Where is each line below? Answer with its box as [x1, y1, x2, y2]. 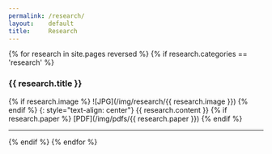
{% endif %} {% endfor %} [8, 137, 98, 147]
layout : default [8, 19, 74, 28]
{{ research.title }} [8, 78, 83, 89]
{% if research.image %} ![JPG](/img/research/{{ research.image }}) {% [8, 96, 249, 106]
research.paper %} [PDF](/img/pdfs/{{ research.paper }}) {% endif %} [8, 113, 243, 123]
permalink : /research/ [8, 11, 85, 20]
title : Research [8, 27, 79, 35]
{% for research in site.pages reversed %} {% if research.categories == [8, 49, 249, 59]
